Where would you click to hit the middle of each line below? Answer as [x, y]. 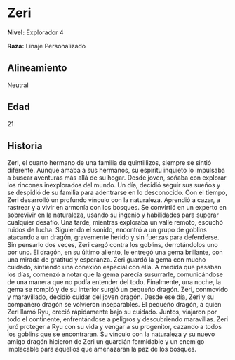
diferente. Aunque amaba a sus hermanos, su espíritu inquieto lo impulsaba [116, 171]
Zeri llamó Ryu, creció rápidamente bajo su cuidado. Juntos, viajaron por [112, 312]
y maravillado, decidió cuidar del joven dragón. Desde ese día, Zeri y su [110, 297]
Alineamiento [37, 68]
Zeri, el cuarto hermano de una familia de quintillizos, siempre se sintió [109, 163]
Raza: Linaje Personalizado [47, 46]
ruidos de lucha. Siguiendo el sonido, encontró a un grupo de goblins [107, 230]
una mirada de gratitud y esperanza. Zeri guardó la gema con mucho [107, 260]
